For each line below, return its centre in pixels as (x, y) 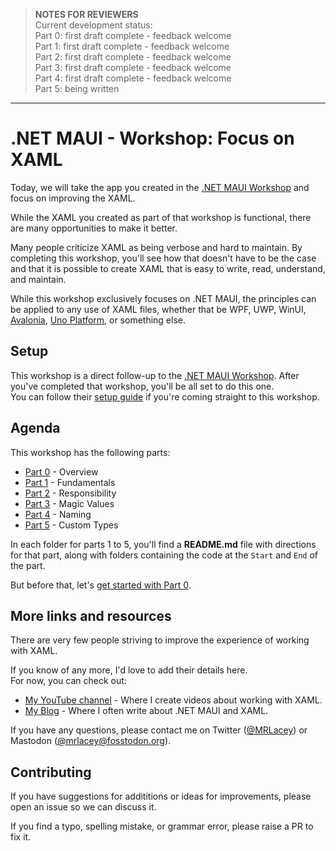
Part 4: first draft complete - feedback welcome (133, 78)
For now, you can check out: (68, 681)
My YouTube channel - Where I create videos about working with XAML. (173, 700)
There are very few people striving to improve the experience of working (160, 640)
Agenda (35, 428)
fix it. (21, 837)
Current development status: (93, 25)
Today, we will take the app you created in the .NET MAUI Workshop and (160, 187)
